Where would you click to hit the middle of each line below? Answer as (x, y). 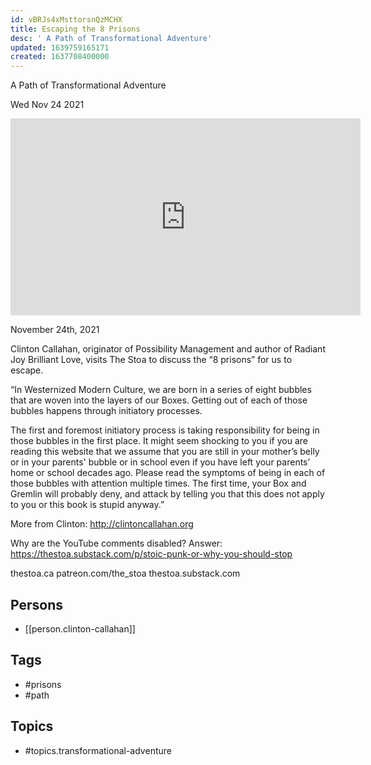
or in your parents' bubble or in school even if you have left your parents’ (160, 462)
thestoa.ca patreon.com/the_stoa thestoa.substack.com (125, 573)
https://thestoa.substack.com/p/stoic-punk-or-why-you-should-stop (151, 554)
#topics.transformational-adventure (98, 750)
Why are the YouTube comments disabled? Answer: (116, 543)
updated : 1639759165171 (60, 47)
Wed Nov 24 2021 (47, 105)
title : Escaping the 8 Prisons (75, 29)
